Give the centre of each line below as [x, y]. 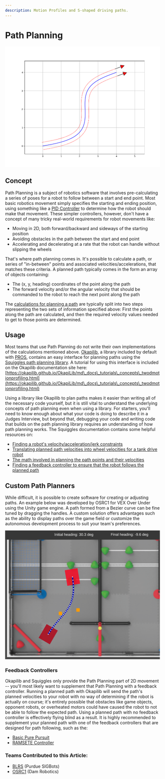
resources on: [19, 434]
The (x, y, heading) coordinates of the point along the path [71, 284]
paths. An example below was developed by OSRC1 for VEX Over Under [78, 503]
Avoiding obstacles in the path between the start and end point [76, 239]
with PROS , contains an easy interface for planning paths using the [73, 357]
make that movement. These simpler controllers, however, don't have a [77, 213]
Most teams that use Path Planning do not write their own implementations [80, 347]
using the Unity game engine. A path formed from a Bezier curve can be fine [82, 508]
